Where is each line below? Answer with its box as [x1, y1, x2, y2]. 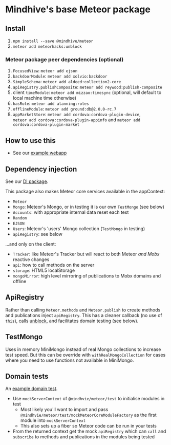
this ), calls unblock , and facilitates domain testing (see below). [5, 318, 139, 324]
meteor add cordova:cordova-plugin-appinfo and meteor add [12, 117, 141, 123]
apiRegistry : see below [12, 231, 62, 237]
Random [12, 215, 27, 220]
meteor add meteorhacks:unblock [12, 44, 82, 49]
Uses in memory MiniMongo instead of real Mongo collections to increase [5, 346, 161, 353]
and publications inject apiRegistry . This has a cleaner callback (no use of [5, 312, 162, 318]
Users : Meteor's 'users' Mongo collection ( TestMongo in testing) [12, 225, 145, 232]
